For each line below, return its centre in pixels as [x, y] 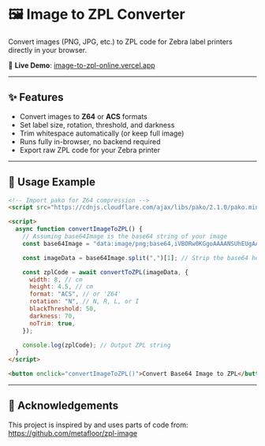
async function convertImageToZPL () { [79, 229]
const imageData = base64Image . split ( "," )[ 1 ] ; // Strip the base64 [135, 258]
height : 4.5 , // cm [61, 287]
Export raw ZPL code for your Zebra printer [90, 150]
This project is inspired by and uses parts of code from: [98, 425]
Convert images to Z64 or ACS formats [83, 116]
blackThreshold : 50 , [63, 309]
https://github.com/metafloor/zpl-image [73, 433]
